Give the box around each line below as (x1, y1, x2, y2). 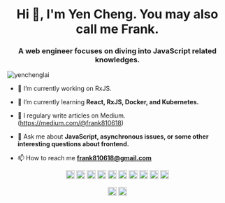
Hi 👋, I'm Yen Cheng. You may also (16, 6, 219, 22)
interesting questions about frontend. (17, 140, 129, 148)
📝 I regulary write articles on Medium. (17, 111, 126, 120)
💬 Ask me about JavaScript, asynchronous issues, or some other (17, 132, 209, 141)
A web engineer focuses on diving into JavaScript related (18, 46, 217, 56)
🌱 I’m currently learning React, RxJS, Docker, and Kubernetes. (17, 98, 199, 106)
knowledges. (94, 55, 140, 65)
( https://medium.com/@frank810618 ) (17, 119, 124, 127)
